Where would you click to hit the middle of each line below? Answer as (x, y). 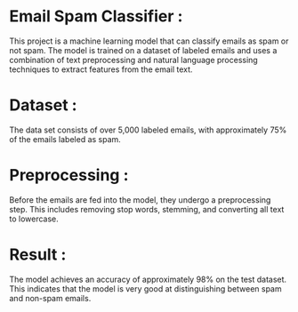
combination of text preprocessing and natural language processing (133, 60)
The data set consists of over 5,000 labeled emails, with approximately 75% (148, 130)
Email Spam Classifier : (96, 16)
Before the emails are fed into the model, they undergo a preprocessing (140, 200)
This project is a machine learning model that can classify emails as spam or (149, 41)
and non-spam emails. (50, 298)
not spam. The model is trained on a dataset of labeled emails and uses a (143, 50)
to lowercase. (34, 219)
